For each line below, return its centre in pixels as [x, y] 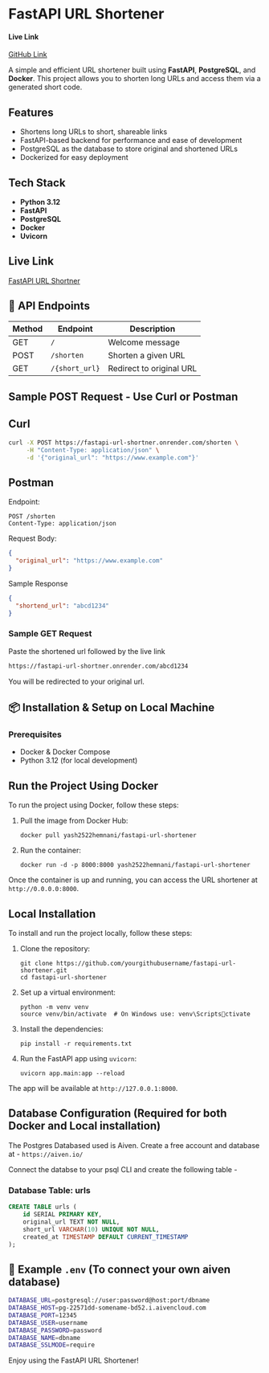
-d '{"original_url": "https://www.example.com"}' [112, 458]
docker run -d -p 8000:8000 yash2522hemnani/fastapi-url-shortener [135, 865]
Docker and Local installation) [85, 1126]
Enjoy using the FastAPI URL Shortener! [73, 1361]
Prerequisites [35, 734]
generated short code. [45, 87]
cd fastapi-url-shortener [63, 978]
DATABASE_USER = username [48, 1322]
